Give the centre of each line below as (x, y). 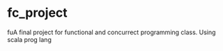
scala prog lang (30, 39)
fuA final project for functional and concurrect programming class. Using (111, 32)
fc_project (37, 13)
